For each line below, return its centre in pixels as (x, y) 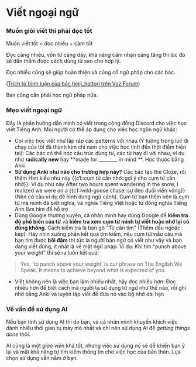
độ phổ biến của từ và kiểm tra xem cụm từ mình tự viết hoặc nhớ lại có (102, 221)
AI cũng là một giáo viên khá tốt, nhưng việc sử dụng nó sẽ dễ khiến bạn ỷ (96, 346)
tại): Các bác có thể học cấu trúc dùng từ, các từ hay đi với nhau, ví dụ (99, 153)
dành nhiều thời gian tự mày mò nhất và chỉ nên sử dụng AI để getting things (98, 328)
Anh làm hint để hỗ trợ (41, 209)
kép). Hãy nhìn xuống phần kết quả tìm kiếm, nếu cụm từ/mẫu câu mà (98, 234)
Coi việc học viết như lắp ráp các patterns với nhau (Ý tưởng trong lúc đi (102, 140)
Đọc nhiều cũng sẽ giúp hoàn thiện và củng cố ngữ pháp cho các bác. (91, 73)
